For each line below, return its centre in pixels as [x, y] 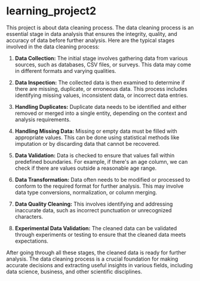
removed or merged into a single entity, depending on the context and [101, 113]
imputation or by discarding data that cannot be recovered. [87, 143]
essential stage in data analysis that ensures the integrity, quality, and [92, 33]
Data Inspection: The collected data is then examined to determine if [100, 83]
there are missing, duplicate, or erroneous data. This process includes [101, 88]
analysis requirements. [43, 119]
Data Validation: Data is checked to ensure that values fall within [95, 155]
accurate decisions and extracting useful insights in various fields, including [99, 265]
